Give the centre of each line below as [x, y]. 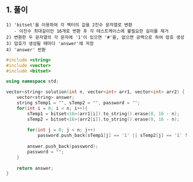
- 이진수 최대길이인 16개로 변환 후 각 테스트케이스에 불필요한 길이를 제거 [91, 31]
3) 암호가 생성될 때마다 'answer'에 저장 [50, 43]
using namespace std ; [33, 81]
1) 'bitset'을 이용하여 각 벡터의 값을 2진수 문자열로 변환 [69, 25]
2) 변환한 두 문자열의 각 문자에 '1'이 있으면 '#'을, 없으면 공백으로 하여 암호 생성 [95, 37]
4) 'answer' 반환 [26, 50]
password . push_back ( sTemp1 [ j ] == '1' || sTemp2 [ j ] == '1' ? [112, 136]
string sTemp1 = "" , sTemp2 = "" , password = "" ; [79, 103]
